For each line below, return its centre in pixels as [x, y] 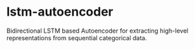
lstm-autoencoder [60, 12]
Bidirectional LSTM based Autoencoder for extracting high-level [98, 31]
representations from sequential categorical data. [77, 37]
